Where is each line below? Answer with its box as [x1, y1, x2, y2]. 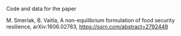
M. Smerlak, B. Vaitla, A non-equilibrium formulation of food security [6, 17, 175, 23]
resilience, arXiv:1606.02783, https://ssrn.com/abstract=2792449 [6, 23, 168, 30]
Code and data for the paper [6, 5, 77, 12]
